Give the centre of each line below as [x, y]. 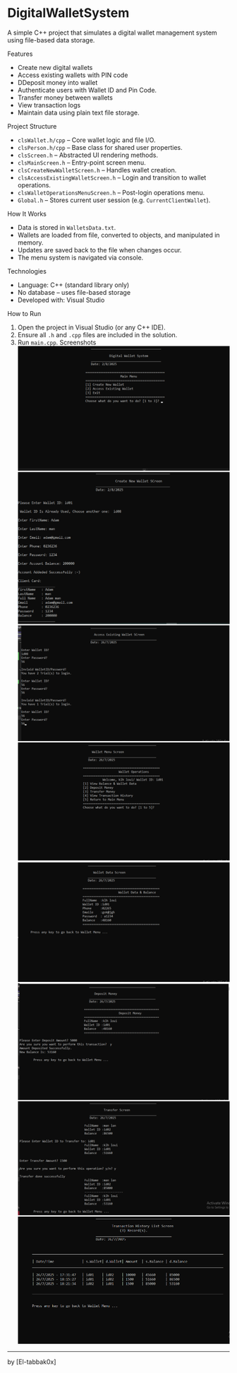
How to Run [24, 313]
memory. [30, 243]
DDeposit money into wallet [57, 82]
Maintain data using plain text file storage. [78, 112]
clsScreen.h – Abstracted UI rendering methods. [88, 155]
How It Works [27, 214]
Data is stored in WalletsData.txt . [67, 227]
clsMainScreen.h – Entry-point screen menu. [81, 162]
